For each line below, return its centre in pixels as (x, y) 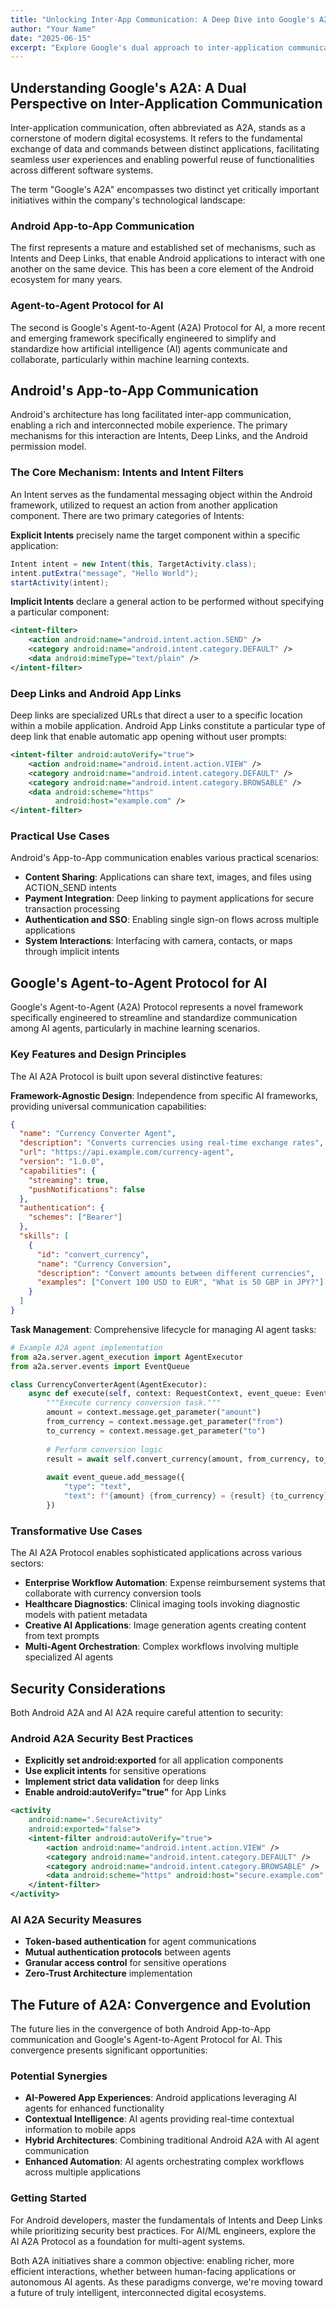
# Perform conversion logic (104, 1449)
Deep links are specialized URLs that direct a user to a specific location (156, 715)
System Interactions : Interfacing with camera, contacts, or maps (158, 941)
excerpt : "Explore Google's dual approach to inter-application (147, 47)
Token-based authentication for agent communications (140, 1942)
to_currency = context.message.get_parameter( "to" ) (156, 1431)
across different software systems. (82, 170)
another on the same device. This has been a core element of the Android (162, 269)
